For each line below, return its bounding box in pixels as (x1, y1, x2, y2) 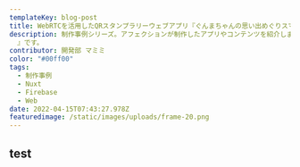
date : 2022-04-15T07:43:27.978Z (9, 104, 129, 113)
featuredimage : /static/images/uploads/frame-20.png (9, 113, 210, 121)
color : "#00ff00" (9, 54, 74, 63)
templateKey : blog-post (9, 13, 98, 22)
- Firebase (17, 88, 58, 96)
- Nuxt (17, 79, 42, 88)
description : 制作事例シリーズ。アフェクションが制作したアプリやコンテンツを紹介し (9, 29, 287, 38)
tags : (9, 63, 29, 72)
